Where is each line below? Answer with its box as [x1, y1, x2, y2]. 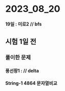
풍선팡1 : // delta [5, 67, 39, 74]
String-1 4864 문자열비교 [5, 80, 58, 86]
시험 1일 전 [5, 37, 37, 46]
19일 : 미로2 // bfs [5, 21, 42, 27]
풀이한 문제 [5, 54, 31, 61]
